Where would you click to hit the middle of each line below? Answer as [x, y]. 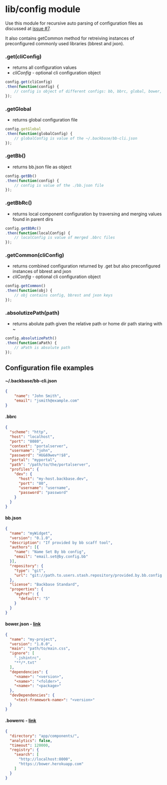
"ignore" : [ [22, 653]
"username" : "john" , [31, 451]
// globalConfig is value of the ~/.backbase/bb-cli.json [76, 138]
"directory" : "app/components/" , [44, 736]
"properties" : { [26, 589]
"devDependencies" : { [32, 695]
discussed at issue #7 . [28, 28]
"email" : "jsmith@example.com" [47, 401]
